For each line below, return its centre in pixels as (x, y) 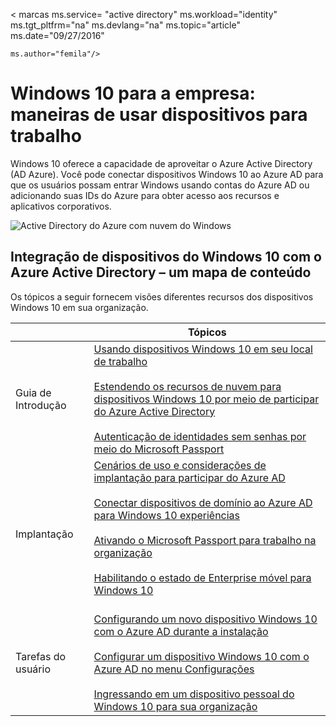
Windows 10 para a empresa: (133, 93)
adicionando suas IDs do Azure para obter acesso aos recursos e (145, 195)
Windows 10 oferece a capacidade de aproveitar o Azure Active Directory (161, 163)
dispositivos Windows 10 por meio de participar (206, 399)
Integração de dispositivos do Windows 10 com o (166, 257)
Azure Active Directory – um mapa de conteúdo (161, 272)
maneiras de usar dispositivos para (159, 115)
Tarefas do (41, 656)
